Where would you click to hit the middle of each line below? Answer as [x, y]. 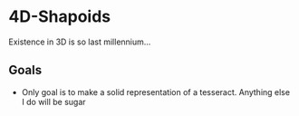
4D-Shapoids [60, 17]
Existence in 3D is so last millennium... [80, 42]
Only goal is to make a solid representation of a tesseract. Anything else [156, 92]
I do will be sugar [54, 101]
